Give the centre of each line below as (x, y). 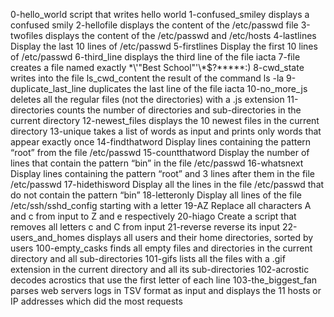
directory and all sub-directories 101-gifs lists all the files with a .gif (148, 258)
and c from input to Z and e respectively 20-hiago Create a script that (153, 216)
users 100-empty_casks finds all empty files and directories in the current (161, 248)
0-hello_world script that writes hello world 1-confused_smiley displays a (160, 14)
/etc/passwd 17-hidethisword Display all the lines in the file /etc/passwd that (167, 184)
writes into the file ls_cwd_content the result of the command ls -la (147, 78)
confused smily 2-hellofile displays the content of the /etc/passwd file (154, 25)
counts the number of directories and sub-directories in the (179, 110)
